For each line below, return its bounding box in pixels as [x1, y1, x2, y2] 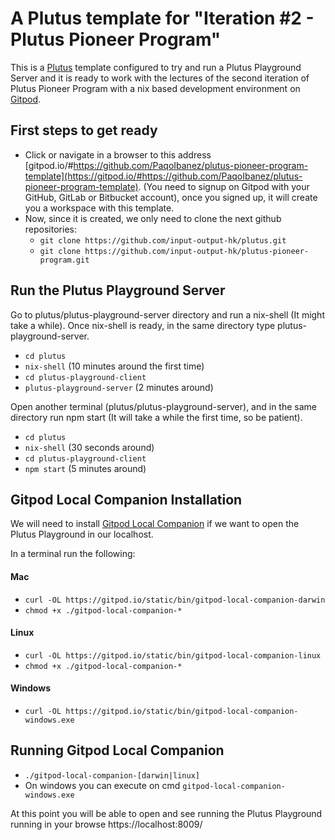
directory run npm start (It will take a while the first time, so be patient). [10, 411, 303, 423]
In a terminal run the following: [10, 548, 136, 560]
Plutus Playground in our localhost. [10, 528, 154, 541]
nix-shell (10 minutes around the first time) [24, 360, 205, 372]
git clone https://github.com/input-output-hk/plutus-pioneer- [39, 246, 310, 256]
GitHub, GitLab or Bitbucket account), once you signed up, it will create [24, 191, 318, 203]
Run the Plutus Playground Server [10, 282, 226, 299]
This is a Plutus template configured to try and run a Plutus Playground [10, 61, 302, 73]
